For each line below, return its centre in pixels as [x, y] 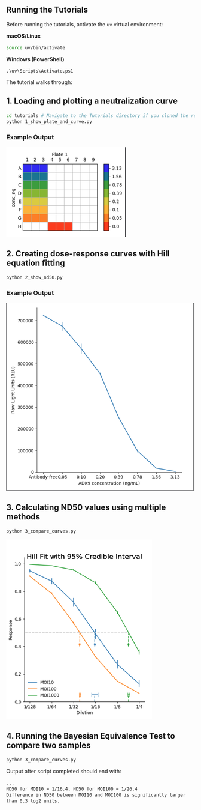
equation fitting [36, 263]
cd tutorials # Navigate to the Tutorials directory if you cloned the [97, 116]
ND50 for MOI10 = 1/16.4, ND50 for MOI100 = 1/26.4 [72, 789]
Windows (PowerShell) [35, 59]
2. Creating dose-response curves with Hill [88, 254]
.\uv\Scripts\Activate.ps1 [40, 71]
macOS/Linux [23, 36]
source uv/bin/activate [36, 47]
